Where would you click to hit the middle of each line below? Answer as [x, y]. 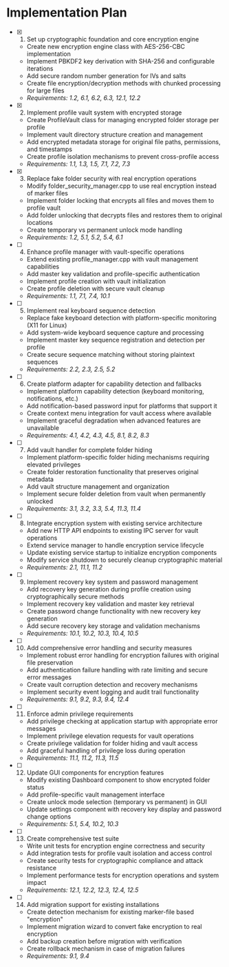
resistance [41, 868]
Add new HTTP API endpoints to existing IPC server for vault [112, 530]
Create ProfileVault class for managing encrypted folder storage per [123, 119]
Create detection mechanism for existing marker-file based [110, 912]
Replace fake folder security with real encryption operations [111, 178]
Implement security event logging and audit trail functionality [113, 692]
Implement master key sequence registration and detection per [116, 340]
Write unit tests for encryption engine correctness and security [116, 846]
